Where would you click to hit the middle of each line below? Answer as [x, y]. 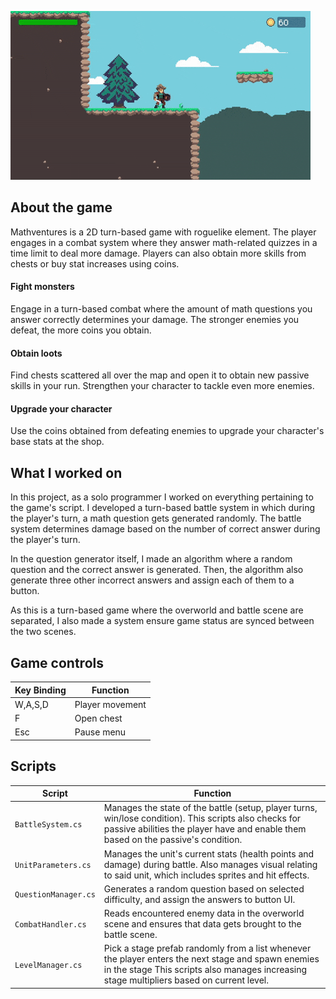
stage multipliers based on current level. [186, 980]
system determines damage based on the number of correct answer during [165, 529]
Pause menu [100, 732]
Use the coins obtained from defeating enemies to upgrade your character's [167, 431]
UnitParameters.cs [53, 865]
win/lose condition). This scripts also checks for [202, 818]
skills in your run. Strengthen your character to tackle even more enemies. [162, 386]
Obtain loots [36, 353]
